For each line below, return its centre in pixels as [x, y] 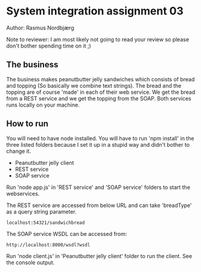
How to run [27, 124]
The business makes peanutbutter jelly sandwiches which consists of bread [101, 79]
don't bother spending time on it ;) [49, 46]
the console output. [30, 262]
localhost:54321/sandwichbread [46, 223]
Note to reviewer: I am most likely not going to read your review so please [98, 39]
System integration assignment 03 [95, 11]
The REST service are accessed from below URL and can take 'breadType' [99, 205]
